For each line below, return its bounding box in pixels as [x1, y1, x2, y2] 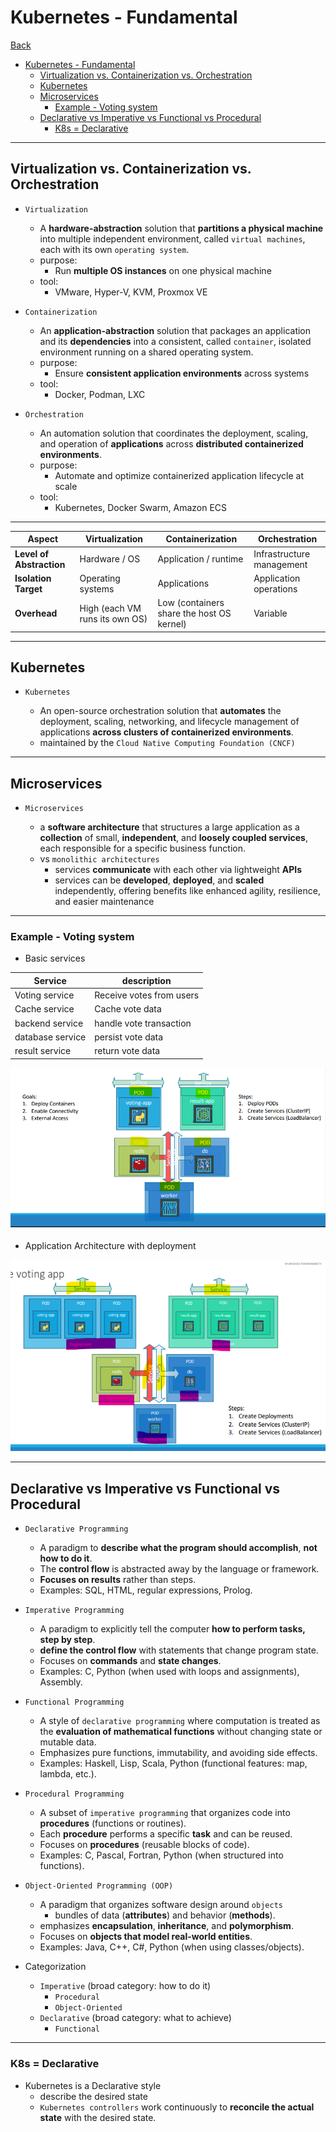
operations [253, 582, 298, 595]
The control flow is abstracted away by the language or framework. [39, 1563, 320, 1575]
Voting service [14, 989, 75, 1001]
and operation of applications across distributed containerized [39, 437, 304, 450]
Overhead [14, 607, 58, 619]
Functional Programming [24, 1697, 125, 1708]
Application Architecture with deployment [24, 1239, 197, 1251]
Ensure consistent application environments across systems [54, 367, 310, 379]
